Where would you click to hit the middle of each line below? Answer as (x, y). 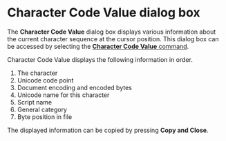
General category (42, 109)
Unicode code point (45, 80)
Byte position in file (45, 117)
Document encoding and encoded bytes (75, 87)
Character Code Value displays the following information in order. (100, 59)
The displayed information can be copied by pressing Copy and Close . (108, 130)
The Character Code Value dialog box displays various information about (112, 32)
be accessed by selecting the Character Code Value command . (98, 46)
